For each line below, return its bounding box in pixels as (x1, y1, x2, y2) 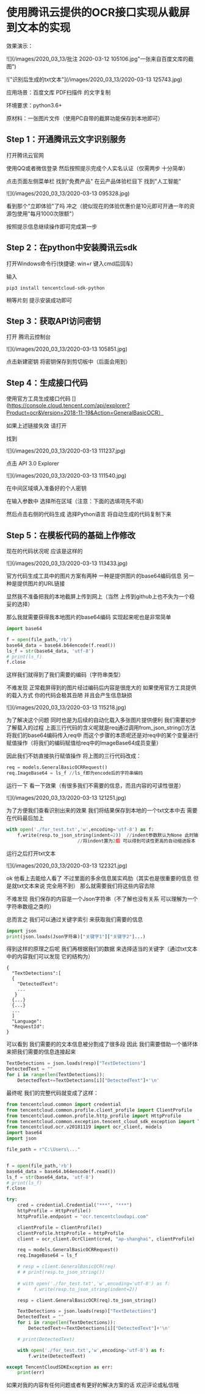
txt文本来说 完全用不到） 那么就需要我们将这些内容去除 (16, 882, 155, 889)
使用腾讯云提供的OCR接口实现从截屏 (6, 5, 190, 20)
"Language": (12, 1018, 43, 1025)
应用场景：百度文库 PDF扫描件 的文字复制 (6, 88, 111, 96)
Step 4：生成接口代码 (6, 378, 88, 388)
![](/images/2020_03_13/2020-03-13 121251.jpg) (6, 794, 127, 801)
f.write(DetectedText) (28, 1353, 86, 1359)
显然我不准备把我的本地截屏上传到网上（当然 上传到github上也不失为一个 (6, 593, 190, 600)
